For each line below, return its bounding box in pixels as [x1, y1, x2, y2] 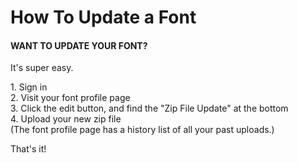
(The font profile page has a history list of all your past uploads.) [10, 124, 275, 136]
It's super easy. [10, 62, 74, 74]
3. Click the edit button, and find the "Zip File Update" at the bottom [10, 102, 289, 115]
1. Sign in [10, 81, 48, 93]
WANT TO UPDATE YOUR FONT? [10, 39, 148, 51]
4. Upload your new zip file [10, 113, 122, 125]
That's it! [10, 143, 47, 155]
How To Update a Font [10, 6, 197, 29]
